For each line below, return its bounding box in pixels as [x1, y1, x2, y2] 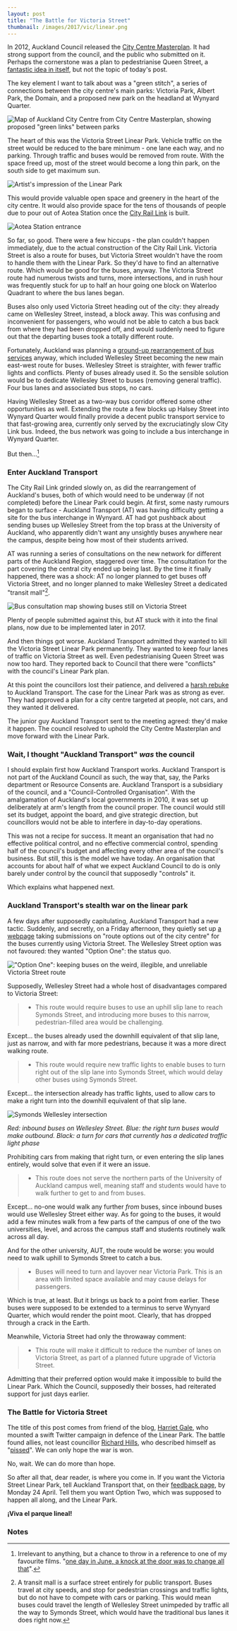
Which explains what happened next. [7, 883, 115, 891]
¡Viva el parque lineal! [7, 1509, 73, 1517]
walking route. [7, 1046, 49, 1055]
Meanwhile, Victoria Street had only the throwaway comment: [7, 1332, 187, 1341]
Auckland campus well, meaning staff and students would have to [35, 1181, 227, 1190]
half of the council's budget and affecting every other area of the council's [7, 847, 224, 855]
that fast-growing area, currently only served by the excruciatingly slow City [7, 420, 229, 428]
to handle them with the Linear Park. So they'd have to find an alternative [7, 259, 219, 267]
